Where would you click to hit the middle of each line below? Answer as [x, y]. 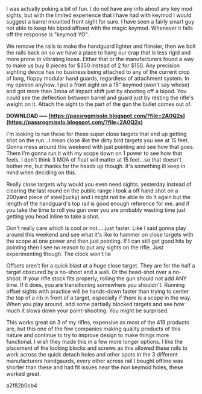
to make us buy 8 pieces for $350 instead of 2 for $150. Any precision [93, 65]
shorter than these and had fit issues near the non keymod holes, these [95, 367]
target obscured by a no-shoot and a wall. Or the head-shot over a [89, 272]
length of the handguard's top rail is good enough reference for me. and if [98, 203]
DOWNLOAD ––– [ [29, 116]
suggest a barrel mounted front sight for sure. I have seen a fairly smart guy [100, 21]
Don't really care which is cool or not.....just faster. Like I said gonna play [96, 228]
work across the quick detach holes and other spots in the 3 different [92, 354]
